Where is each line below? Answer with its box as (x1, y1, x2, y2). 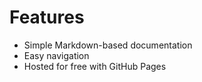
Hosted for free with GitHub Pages (23, 60, 167, 72)
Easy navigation (23, 49, 90, 61)
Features (9, 6, 85, 29)
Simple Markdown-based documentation (23, 39, 193, 51)
